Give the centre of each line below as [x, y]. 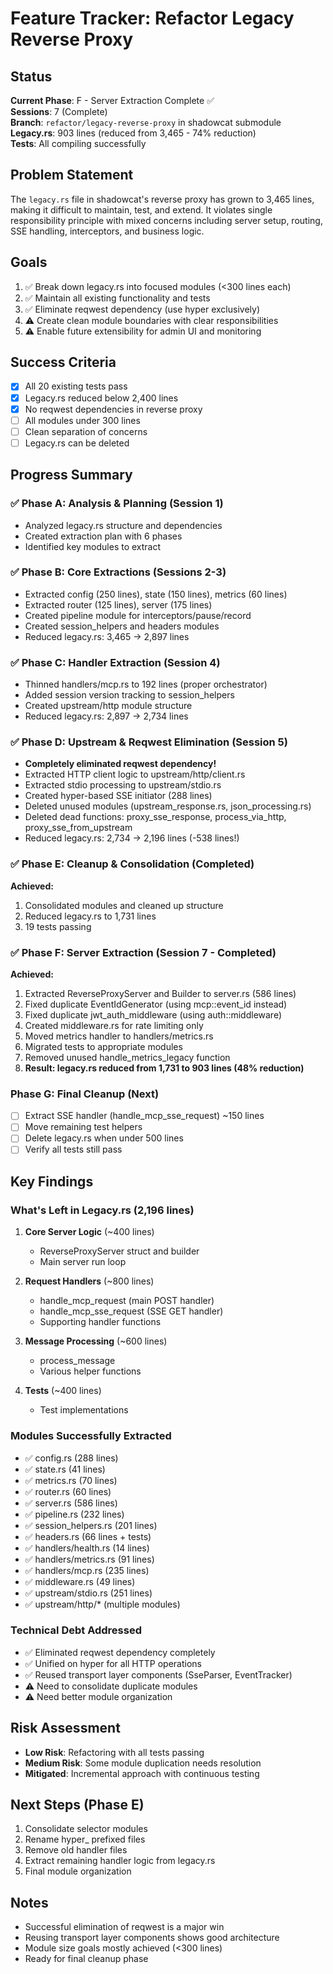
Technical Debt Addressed [76, 1630]
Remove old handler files [76, 1850]
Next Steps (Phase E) [77, 1805]
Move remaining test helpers [83, 1127]
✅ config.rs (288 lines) [71, 1458]
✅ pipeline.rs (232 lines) [74, 1514]
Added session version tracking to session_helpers [129, 695]
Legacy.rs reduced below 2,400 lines [101, 398]
